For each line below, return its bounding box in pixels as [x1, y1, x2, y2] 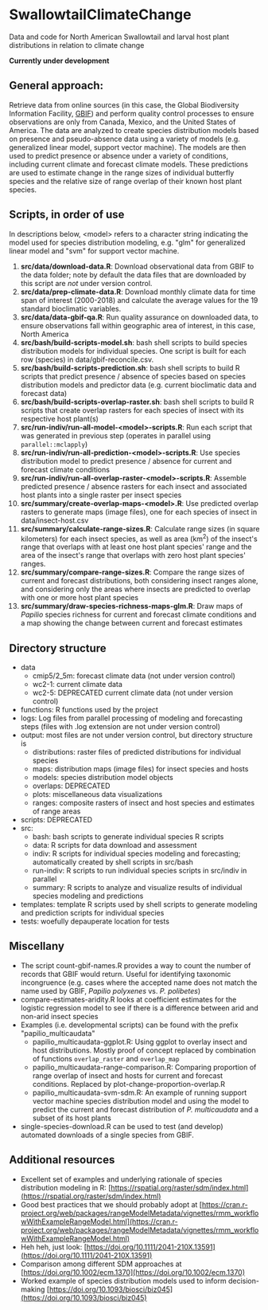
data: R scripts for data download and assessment [32, 841, 197, 850]
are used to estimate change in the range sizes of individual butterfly [9, 167, 235, 177]
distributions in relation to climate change [9, 40, 145, 49]
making [20, 1285, 45, 1294]
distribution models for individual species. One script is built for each [20, 346, 247, 355]
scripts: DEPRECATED [20, 815, 93, 825]
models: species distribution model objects [32, 773, 173, 782]
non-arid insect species [20, 1011, 99, 1021]
